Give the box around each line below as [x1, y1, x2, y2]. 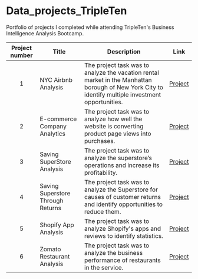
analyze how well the [84, 115, 143, 123]
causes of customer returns [84, 192, 161, 201]
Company [39, 122, 67, 130]
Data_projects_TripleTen [6, 4, 127, 18]
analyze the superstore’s [84, 154, 152, 162]
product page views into [84, 129, 151, 138]
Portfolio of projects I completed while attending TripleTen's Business [6, 24, 174, 31]
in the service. [84, 263, 124, 271]
